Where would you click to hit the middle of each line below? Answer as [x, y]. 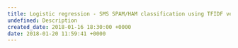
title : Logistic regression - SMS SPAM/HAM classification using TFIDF [115, 14]
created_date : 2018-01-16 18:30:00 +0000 [69, 27]
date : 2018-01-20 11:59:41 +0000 [57, 34]
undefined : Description [42, 20]
